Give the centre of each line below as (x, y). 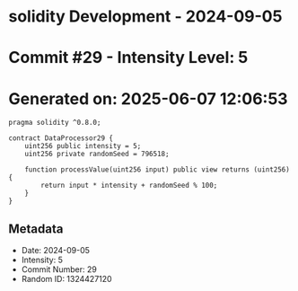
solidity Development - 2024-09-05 (145, 17)
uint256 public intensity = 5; (83, 146)
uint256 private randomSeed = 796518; (97, 154)
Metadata (36, 229)
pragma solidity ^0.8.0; (55, 123)
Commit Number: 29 (59, 269)
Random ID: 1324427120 (67, 279)
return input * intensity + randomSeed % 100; (129, 186)
